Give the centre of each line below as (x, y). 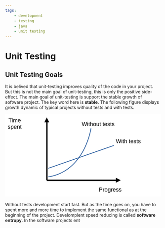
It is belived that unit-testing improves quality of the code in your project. (79, 87)
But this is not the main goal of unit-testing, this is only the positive (73, 92)
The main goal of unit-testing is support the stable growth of (81, 97)
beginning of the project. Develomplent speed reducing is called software (80, 215)
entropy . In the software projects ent (43, 220)
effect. (12, 97)
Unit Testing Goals (34, 74)
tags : (11, 10)
